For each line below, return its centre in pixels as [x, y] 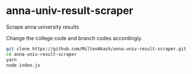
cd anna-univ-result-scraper [41, 54]
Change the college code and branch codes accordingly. [74, 38]
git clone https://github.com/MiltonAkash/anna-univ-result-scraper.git [96, 49]
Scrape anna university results [43, 27]
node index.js [23, 65]
